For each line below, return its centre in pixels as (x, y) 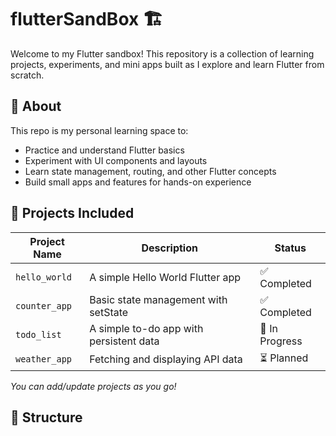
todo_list (38, 334)
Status (290, 248)
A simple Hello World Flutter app (165, 277)
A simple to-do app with (146, 328)
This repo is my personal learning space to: (99, 130)
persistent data (124, 341)
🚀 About (36, 106)
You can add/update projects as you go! (93, 386)
